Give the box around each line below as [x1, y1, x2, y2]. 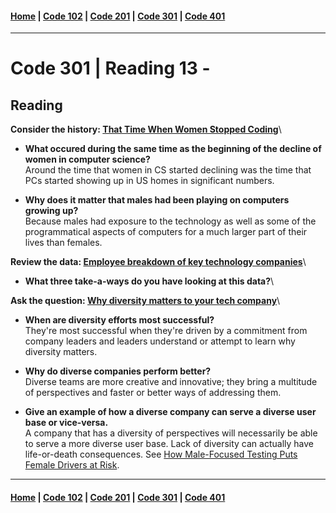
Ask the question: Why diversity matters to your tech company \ [10, 295, 281, 307]
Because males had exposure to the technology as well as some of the [24, 215, 317, 227]
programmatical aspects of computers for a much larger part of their [24, 226, 308, 238]
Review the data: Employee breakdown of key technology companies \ [10, 256, 307, 268]
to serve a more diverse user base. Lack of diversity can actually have [24, 438, 314, 450]
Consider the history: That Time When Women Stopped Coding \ [10, 123, 282, 136]
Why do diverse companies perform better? [24, 365, 212, 377]
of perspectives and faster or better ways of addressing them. [24, 387, 282, 399]
